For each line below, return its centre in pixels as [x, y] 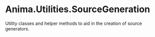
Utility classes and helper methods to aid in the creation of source [74, 23]
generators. [17, 28]
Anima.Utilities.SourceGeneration [78, 9]
